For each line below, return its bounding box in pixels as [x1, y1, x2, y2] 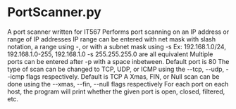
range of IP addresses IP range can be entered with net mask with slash [7, 34, 216, 43]
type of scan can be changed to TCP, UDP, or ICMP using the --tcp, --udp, [7, 65, 225, 73]
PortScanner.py [7, 4, 102, 20]
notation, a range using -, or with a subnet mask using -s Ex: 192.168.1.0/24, [7, 42, 227, 51]
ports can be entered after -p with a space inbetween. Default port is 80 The [7, 57, 230, 65]
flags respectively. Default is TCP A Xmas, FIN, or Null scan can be [25, 72, 220, 81]
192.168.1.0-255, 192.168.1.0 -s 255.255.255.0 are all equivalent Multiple [7, 50, 213, 58]
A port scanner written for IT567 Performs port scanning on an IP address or [7, 27, 230, 36]
